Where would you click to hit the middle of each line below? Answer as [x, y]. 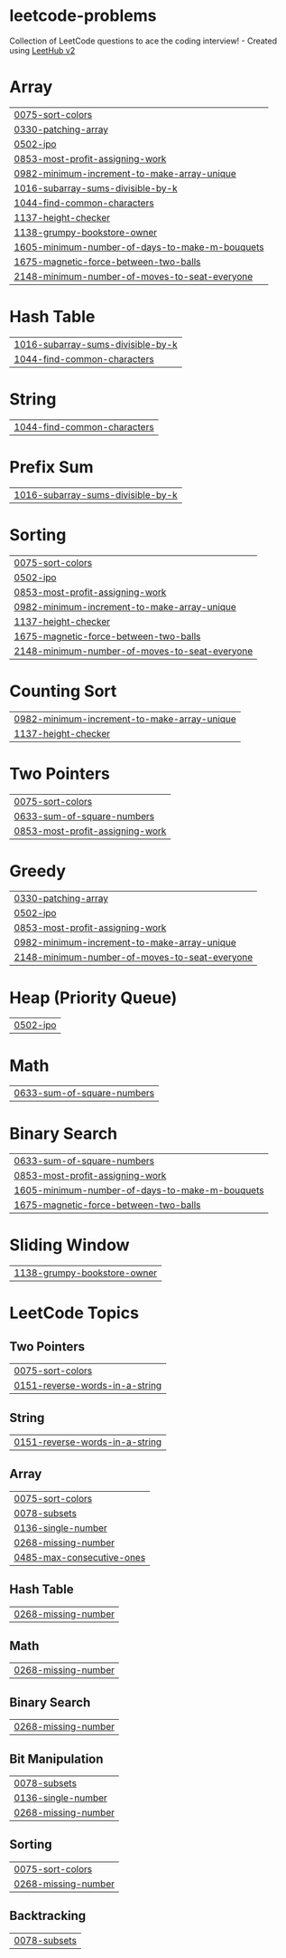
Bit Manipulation [56, 1758]
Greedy [37, 871]
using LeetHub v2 [42, 50]
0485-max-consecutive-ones [80, 1557]
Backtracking [48, 1916]
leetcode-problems [83, 16]
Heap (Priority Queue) [93, 998]
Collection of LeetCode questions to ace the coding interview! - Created [143, 41]
